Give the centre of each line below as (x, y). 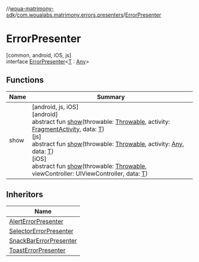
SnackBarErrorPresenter (43, 241)
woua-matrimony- (32, 9)
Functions (25, 80)
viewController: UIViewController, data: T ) (90, 173)
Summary (111, 97)
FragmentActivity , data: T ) (68, 129)
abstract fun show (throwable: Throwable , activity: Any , (108, 143)
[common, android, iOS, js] (39, 55)
